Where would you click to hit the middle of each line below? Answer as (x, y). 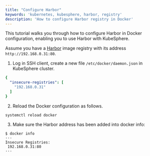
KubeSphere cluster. (33, 68)
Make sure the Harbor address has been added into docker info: (79, 124)
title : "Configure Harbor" (33, 10)
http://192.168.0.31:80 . (31, 53)
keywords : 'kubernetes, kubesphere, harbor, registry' (64, 14)
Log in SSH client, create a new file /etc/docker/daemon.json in (78, 63)
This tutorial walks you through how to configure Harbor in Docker (73, 33)
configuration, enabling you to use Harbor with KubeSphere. (67, 38)
